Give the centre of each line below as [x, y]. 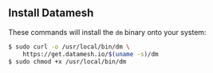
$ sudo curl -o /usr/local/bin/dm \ [69, 47]
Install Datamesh [51, 13]
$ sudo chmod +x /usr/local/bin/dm [67, 61]
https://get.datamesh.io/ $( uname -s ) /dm [91, 54]
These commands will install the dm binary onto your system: [107, 32]
